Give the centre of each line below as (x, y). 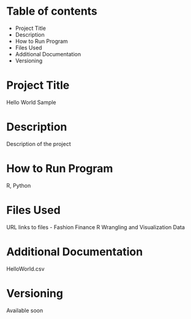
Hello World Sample (31, 102)
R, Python (19, 185)
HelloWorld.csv (25, 269)
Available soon (25, 310)
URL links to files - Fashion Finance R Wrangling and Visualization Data (96, 227)
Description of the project (39, 144)
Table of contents (52, 11)
